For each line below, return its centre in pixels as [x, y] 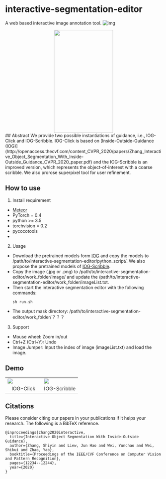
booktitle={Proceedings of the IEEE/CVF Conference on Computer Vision [85, 455]
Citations [20, 406]
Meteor [20, 210]
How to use [23, 188]
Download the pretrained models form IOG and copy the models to [81, 256]
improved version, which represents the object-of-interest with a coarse [79, 167]
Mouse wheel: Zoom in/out [40, 336]
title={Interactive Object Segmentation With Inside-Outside [74, 437]
